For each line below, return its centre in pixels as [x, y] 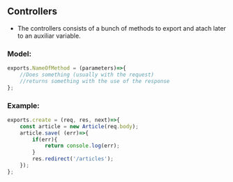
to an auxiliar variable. [49, 36]
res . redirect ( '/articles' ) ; [73, 159]
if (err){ [45, 139]
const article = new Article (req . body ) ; [79, 126]
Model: [20, 54]
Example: [23, 105]
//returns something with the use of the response [95, 81]
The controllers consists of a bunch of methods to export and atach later [122, 28]
